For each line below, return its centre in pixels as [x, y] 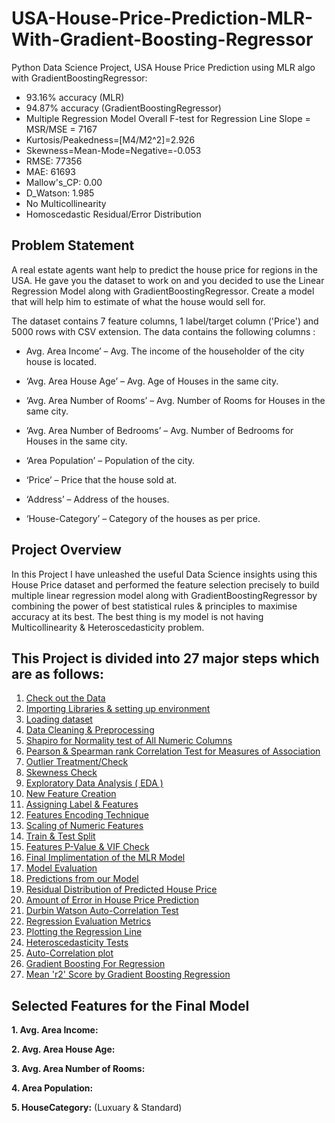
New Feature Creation [71, 794]
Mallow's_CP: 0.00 [64, 182]
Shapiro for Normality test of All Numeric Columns [129, 741]
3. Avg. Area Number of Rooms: [78, 1069]
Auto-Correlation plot [69, 953]
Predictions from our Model [82, 879]
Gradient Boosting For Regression [95, 964]
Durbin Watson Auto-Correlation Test [102, 911]
